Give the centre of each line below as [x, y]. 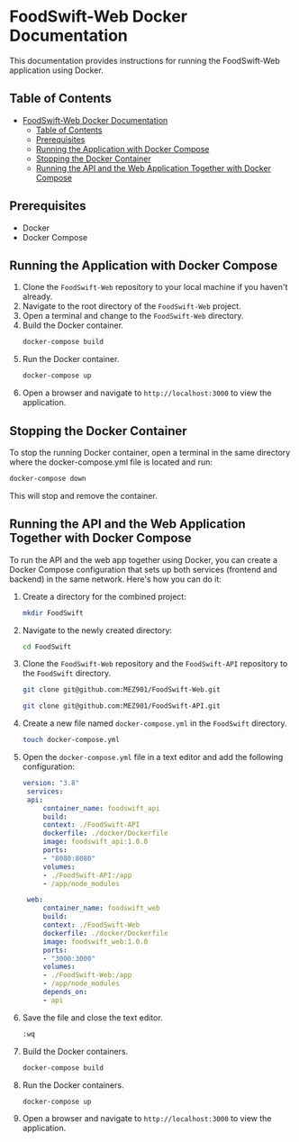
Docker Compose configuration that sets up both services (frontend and [143, 569]
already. [37, 297]
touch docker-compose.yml [71, 740]
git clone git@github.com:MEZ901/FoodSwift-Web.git [121, 690]
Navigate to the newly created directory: [97, 630]
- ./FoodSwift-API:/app [87, 875]
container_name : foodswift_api [101, 808]
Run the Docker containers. [73, 1085]
